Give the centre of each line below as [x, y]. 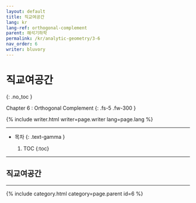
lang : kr [17, 22]
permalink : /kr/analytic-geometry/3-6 [53, 38]
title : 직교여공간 [25, 17]
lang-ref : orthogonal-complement [47, 28]
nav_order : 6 [22, 44]
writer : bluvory [26, 50]
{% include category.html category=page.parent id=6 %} [75, 194]
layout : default [26, 11]
